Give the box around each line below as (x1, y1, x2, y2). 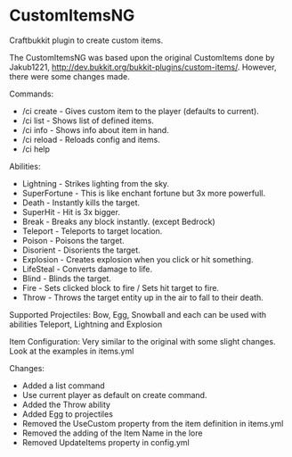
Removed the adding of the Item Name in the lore (21, 428, 203, 438)
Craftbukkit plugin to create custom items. (9, 35, 164, 46)
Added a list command (21, 380, 105, 391)
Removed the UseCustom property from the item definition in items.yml (21, 418, 284, 428)
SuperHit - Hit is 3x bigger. (21, 206, 120, 217)
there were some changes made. (9, 71, 131, 81)
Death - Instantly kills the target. (21, 197, 141, 208)
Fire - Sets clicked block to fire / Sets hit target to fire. (21, 282, 220, 293)
